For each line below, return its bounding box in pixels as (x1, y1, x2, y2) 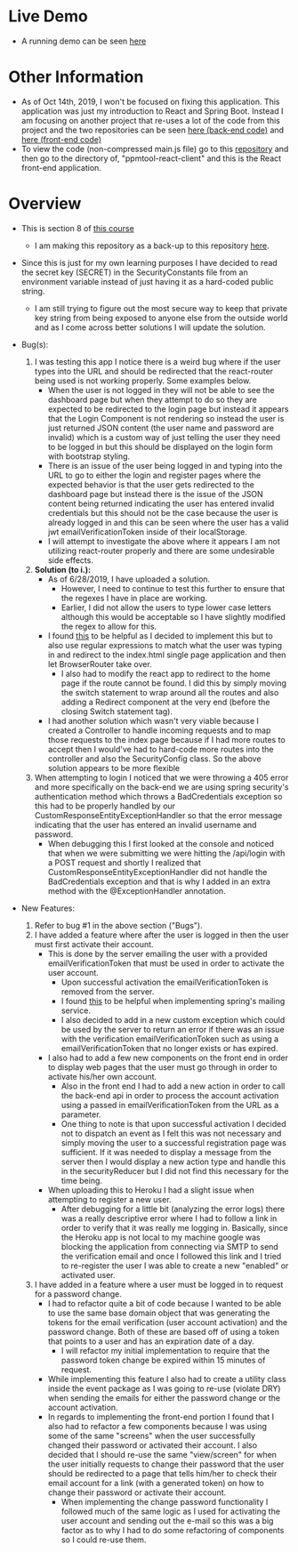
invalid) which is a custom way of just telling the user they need (47, 431, 281, 442)
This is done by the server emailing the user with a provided (47, 948, 268, 959)
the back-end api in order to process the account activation (60, 1090, 279, 1100)
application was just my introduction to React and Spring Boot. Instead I (20, 105, 284, 117)
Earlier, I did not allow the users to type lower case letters (60, 602, 272, 613)
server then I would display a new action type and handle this (60, 1156, 286, 1167)
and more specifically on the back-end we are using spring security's (34, 781, 289, 792)
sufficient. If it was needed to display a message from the (60, 1146, 272, 1157)
